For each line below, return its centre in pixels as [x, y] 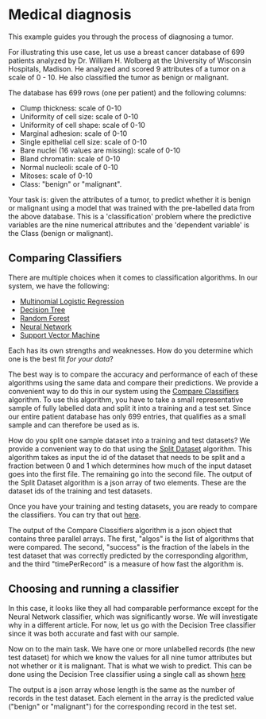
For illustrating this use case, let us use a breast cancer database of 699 [126, 52]
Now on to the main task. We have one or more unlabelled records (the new [132, 648]
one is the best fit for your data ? [61, 358]
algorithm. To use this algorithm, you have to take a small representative [126, 400]
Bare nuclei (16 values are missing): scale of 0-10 [100, 150]
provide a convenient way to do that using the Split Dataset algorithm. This [130, 448]
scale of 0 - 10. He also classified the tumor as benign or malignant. [118, 77]
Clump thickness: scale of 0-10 [70, 108]
